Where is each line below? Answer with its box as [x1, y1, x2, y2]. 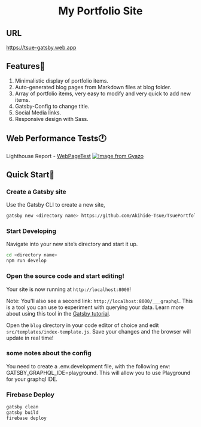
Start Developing [6, 227, 57, 235]
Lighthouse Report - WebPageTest [6, 152, 91, 159]
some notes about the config [6, 349, 92, 358]
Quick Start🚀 [6, 169, 55, 180]
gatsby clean [6, 404, 39, 410]
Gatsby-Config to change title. [14, 102, 90, 110]
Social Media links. [14, 109, 62, 116]
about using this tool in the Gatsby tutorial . [6, 310, 111, 317]
